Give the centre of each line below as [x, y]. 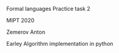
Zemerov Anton [26, 32]
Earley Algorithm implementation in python [60, 44]
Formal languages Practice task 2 [48, 9]
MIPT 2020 [20, 20]
